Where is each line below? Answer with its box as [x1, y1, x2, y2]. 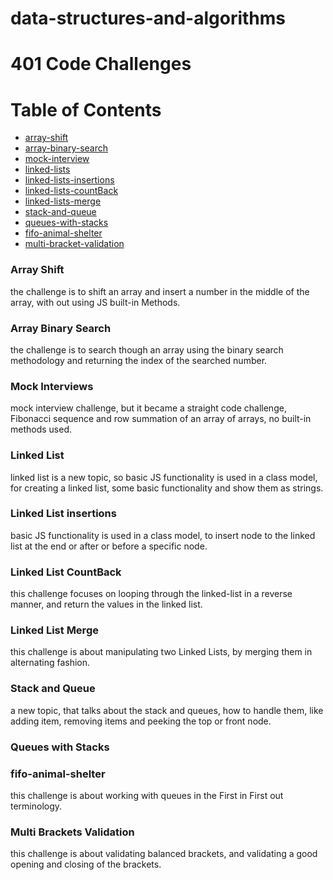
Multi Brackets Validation [10, 825, 135, 839]
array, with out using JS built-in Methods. [10, 296, 181, 308]
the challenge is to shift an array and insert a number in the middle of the [10, 285, 310, 297]
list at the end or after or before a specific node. [10, 540, 208, 552]
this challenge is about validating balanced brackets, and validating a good [10, 848, 318, 860]
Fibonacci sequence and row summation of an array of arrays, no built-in [10, 413, 312, 425]
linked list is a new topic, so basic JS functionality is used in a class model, [10, 471, 318, 483]
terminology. [10, 800, 63, 812]
